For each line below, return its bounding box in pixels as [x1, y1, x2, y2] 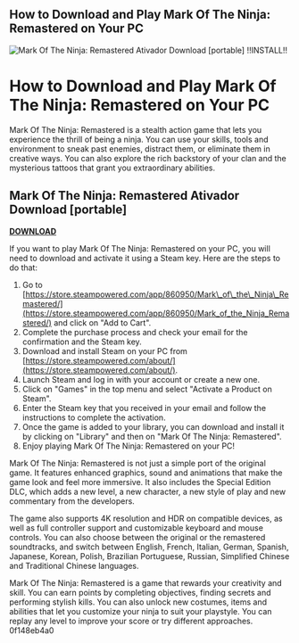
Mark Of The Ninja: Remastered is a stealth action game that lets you [9, 124, 262, 135]
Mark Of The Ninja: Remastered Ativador [9, 188, 240, 203]
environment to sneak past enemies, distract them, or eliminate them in [9, 143, 270, 154]
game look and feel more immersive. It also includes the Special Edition [9, 476, 271, 487]
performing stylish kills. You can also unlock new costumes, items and [9, 597, 268, 607]
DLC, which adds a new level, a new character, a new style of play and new [9, 486, 287, 497]
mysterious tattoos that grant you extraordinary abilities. [9, 162, 216, 173]
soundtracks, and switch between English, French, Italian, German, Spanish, [9, 541, 289, 552]
